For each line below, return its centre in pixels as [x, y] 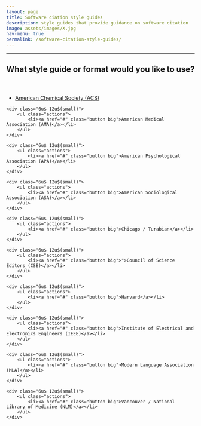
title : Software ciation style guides [54, 17]
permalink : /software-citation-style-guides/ [64, 39]
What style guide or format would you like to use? [100, 69]
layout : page [22, 12]
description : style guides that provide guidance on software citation [97, 23]
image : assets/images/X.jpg [41, 28]
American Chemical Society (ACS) [57, 98]
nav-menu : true [25, 34]
